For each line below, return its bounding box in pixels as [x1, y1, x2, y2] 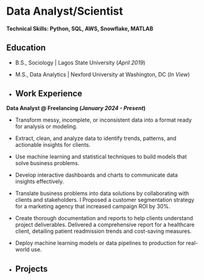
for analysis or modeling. [15, 123, 78, 130]
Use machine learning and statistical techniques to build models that [15, 153, 187, 160]
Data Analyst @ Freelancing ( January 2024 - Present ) [6, 105, 146, 112]
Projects [15, 263, 48, 274]
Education [6, 43, 46, 53]
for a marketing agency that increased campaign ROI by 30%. [15, 203, 171, 210]
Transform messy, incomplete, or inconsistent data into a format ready [15, 116, 192, 123]
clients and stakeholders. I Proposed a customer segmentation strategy [15, 196, 195, 204]
